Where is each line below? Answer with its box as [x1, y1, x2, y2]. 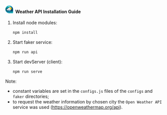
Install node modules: [12, 20, 58, 26]
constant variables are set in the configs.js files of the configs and [12, 88, 153, 94]
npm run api [12, 49, 38, 55]
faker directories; [12, 93, 49, 99]
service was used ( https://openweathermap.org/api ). [12, 104, 123, 110]
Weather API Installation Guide [15, 9, 81, 15]
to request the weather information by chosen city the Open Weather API [12, 98, 162, 104]
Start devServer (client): [12, 59, 63, 65]
